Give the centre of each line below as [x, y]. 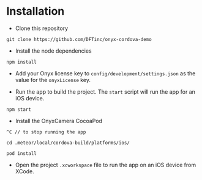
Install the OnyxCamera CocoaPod [59, 121]
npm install [21, 62]
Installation [36, 11]
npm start [19, 109]
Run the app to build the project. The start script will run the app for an [105, 92]
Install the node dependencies [53, 51]
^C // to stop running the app [46, 132]
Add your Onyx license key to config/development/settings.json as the [105, 73]
